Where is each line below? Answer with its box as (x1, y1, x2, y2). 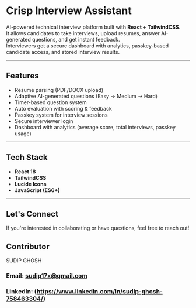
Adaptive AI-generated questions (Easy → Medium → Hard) (14, 93, 158, 100)
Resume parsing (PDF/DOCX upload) (14, 86, 104, 93)
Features (6, 71, 39, 81)
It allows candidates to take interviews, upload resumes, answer (6, 29, 160, 36)
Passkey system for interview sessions (14, 111, 108, 118)
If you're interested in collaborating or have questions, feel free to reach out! (6, 224, 190, 232)
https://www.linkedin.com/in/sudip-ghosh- (36, 288, 163, 296)
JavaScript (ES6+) (14, 186, 60, 194)
